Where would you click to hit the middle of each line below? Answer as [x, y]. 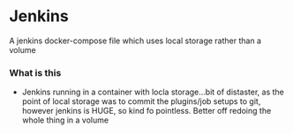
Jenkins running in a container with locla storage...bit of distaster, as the [153, 92]
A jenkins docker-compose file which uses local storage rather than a [135, 41]
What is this [35, 72]
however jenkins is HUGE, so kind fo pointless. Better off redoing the [146, 111]
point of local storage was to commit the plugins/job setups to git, [141, 101]
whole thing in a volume [65, 120]
